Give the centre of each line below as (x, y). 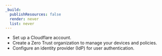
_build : (13, 10)
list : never (22, 24)
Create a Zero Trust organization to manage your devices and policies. (85, 43)
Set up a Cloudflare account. (42, 38)
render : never (24, 19)
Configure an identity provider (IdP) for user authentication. (73, 48)
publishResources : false (35, 14)
